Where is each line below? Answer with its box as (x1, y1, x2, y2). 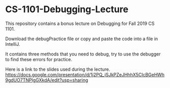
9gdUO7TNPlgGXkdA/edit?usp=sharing (5, 77, 88, 83)
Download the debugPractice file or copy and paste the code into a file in (5, 36, 158, 42)
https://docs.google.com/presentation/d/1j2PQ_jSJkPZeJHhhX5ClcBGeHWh (5, 71, 165, 77)
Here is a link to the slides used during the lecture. (5, 66, 111, 72)
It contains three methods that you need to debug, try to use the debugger (5, 51, 161, 57)
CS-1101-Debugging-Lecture (5, 4, 128, 15)
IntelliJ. (5, 41, 20, 47)
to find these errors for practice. (5, 56, 73, 62)
